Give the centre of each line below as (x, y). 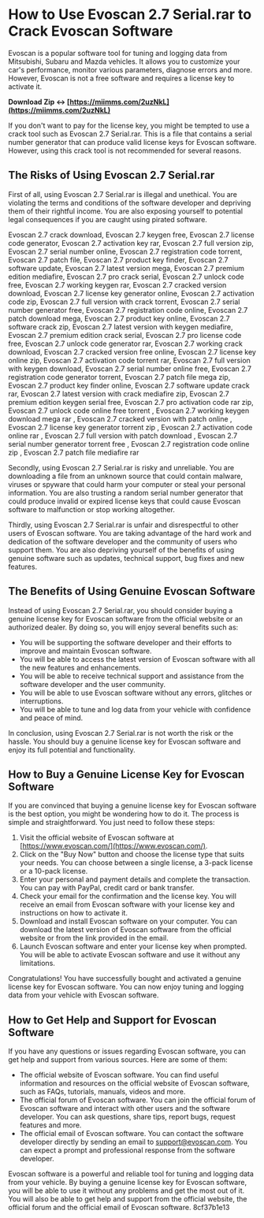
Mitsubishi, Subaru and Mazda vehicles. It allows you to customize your (124, 61)
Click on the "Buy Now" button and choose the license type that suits (132, 854)
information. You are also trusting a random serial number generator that (126, 492)
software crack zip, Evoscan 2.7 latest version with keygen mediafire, (121, 327)
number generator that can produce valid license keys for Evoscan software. (132, 142)
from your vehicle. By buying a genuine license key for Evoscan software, (127, 1183)
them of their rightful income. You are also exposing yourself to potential (125, 211)
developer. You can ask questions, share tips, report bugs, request (128, 1117)
